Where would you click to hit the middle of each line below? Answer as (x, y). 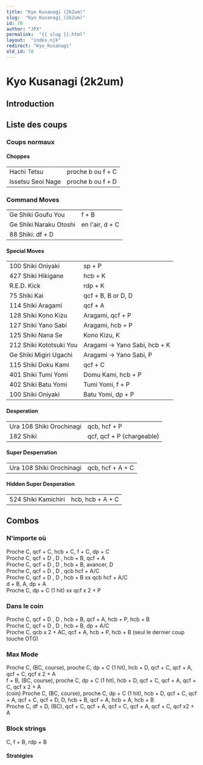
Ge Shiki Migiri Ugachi (41, 355)
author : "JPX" (24, 29)
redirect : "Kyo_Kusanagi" (39, 46)
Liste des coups (37, 124)
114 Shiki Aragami (36, 306)
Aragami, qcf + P (107, 316)
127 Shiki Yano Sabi (38, 325)
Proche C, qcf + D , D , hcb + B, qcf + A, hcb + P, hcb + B (78, 619)
